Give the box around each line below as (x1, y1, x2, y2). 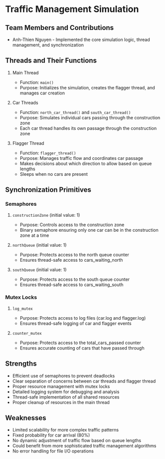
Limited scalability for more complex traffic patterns (12, 427, 119, 433)
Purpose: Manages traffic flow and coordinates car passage (19, 155, 144, 161)
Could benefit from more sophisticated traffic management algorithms (12, 443, 157, 449)
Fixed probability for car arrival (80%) (12, 432, 90, 438)
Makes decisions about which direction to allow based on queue (19, 160, 152, 166)
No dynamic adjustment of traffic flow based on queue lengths (12, 438, 141, 444)
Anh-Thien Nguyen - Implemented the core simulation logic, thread (12, 36, 151, 42)
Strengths (5, 360, 37, 368)
